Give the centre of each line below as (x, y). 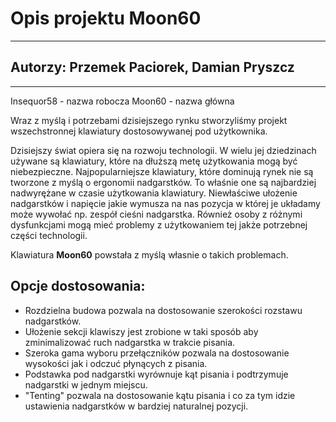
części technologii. (49, 235)
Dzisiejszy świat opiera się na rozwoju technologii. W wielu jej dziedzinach (163, 150)
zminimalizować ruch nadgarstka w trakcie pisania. (130, 342)
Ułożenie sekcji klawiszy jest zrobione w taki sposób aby (141, 331)
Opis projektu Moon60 (106, 18)
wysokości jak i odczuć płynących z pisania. (116, 363)
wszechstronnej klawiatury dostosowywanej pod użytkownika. (139, 131)
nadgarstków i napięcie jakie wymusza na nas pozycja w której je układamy (165, 203)
